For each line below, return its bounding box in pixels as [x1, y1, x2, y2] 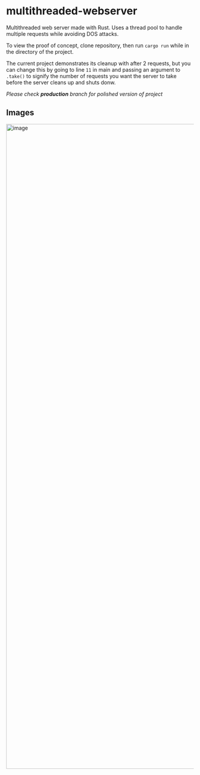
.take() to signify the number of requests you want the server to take [6, 72, 177, 79]
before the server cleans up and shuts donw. [6, 79, 116, 86]
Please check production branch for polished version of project [6, 90, 163, 97]
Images [6, 107, 35, 118]
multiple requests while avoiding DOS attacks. [6, 30, 119, 37]
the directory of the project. [6, 48, 74, 55]
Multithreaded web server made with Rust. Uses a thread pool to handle [6, 24, 183, 31]
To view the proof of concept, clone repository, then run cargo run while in [6, 42, 189, 49]
